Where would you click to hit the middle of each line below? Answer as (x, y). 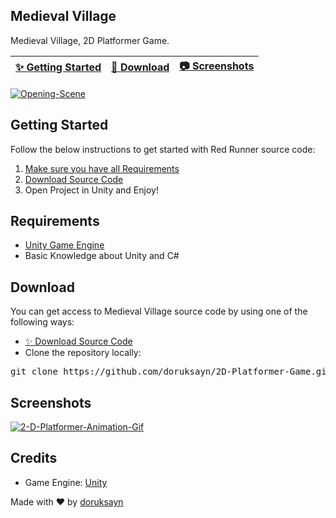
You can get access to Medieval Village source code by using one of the (159, 311)
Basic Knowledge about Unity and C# (102, 256)
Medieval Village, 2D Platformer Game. (90, 40)
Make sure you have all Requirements (102, 168)
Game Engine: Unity (66, 482)
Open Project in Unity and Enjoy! (91, 190)
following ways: (42, 322)
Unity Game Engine (64, 245)
